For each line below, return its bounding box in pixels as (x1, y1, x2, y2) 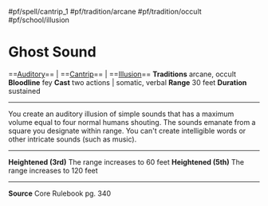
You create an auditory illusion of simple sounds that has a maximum (8, 109, 235, 119)
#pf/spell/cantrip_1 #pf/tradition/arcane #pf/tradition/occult (8, 7, 202, 16)
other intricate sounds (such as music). (8, 134, 137, 144)
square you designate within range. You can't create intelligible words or (8, 126, 246, 135)
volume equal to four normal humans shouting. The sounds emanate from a (8, 117, 256, 126)
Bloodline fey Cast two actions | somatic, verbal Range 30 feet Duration (8, 77, 247, 87)
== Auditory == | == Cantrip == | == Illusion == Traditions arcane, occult (8, 69, 237, 79)
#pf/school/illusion (8, 15, 70, 25)
